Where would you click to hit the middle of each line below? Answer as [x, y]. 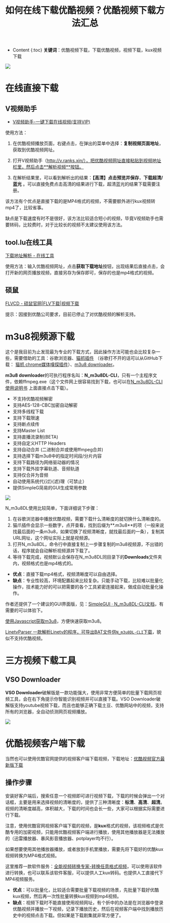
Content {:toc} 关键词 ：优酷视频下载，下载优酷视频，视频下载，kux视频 [87, 50]
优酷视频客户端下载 [45, 743]
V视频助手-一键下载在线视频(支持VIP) [51, 122]
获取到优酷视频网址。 [35, 150]
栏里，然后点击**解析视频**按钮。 [48, 167]
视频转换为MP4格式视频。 [32, 855]
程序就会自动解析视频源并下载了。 [57, 550]
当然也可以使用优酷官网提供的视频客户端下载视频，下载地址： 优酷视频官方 [83, 758]
